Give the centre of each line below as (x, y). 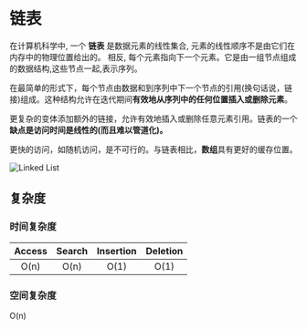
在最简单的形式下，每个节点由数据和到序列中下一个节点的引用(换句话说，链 (151, 87)
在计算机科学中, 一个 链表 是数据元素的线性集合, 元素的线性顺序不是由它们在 (152, 46)
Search (72, 251)
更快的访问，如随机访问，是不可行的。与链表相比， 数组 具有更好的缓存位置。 (153, 149)
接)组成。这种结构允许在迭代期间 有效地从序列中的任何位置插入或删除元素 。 (151, 99)
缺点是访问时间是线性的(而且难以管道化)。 (89, 129)
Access (31, 251)
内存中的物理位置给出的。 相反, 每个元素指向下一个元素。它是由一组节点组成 (153, 57)
